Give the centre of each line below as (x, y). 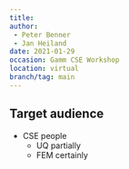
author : (24, 26)
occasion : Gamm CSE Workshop (64, 60)
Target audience (57, 114)
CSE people (45, 135)
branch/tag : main (42, 77)
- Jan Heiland (40, 43)
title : (22, 18)
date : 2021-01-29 (42, 52)
